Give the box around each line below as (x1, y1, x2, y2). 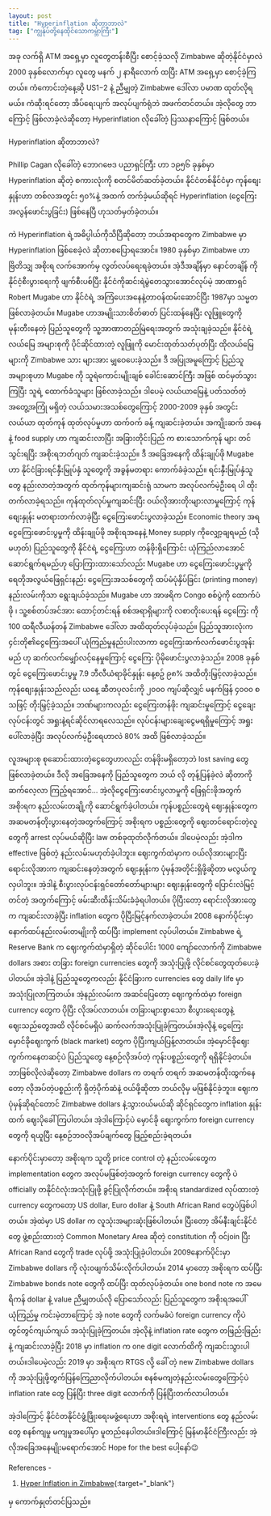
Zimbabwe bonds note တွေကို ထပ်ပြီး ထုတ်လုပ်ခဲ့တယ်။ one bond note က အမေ (8, 1279, 262, 1289)
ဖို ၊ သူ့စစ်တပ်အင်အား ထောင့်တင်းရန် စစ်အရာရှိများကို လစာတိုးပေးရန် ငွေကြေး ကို (8, 606, 260, 616)
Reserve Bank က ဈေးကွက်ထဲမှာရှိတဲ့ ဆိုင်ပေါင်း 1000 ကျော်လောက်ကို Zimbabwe (8, 942, 262, 952)
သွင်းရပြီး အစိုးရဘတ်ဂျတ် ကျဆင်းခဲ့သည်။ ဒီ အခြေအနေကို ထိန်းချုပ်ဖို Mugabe (8, 449, 254, 459)
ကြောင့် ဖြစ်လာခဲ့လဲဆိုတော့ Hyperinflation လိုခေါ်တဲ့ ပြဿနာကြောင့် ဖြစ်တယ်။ (8, 114, 250, 124)
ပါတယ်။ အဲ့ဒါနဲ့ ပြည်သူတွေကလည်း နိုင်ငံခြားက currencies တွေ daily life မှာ (8, 974, 244, 983)
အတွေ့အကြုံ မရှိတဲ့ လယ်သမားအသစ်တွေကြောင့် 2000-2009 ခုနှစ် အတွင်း (8, 402, 239, 412)
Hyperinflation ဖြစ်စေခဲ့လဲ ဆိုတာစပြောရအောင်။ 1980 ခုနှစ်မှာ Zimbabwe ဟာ (8, 245, 250, 255)
